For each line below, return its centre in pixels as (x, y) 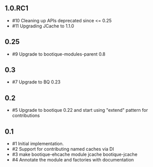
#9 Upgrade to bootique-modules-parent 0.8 (59, 54)
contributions (26, 115)
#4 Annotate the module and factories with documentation (73, 160)
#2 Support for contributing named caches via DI (63, 149)
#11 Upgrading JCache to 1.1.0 (43, 26)
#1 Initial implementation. (38, 144)
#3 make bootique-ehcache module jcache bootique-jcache (74, 154)
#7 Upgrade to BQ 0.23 (36, 82)
